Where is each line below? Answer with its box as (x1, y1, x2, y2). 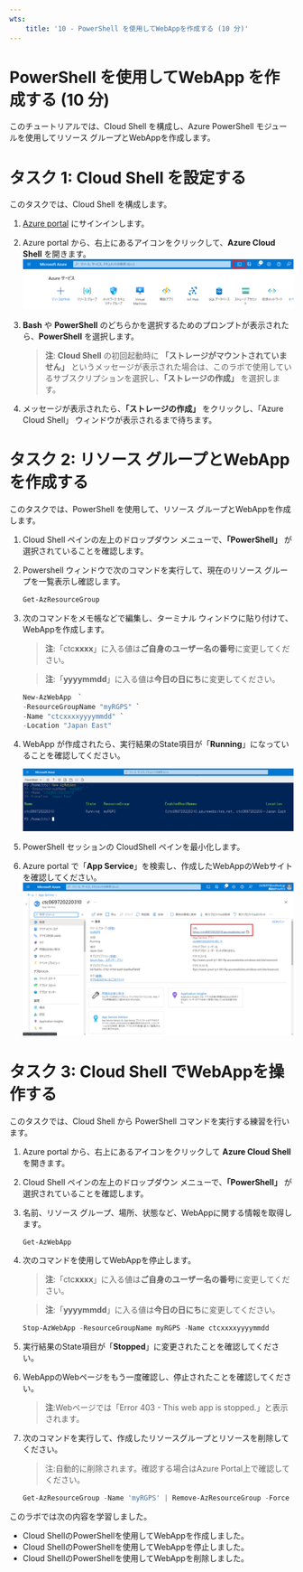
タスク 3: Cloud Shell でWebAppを (9, 1062, 269, 1081)
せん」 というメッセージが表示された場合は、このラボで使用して (44, 361, 284, 372)
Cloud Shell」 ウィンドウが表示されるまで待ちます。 (22, 415, 217, 425)
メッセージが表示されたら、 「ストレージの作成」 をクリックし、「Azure (22, 403, 284, 414)
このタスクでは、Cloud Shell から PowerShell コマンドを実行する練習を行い (9, 1116, 290, 1127)
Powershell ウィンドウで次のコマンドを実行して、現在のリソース (22, 565, 263, 575)
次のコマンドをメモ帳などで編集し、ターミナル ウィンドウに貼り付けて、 (22, 613, 293, 623)
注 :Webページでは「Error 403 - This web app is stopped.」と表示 (44, 1402, 289, 1413)
